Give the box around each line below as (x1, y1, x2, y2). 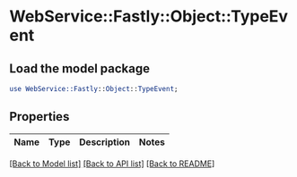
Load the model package (9, 61, 151, 76)
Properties (9, 109, 70, 124)
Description (79, 136, 130, 148)
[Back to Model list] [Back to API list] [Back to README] (9, 158, 215, 169)
